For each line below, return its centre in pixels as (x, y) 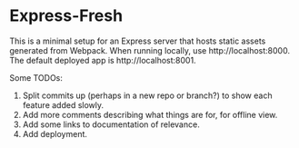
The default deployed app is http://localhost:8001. (103, 60)
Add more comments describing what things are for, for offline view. (150, 114)
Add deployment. (55, 133)
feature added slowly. (63, 104)
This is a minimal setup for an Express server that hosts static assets (138, 41)
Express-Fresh (66, 16)
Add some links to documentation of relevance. (111, 124)
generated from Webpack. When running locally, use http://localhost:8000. (150, 50)
